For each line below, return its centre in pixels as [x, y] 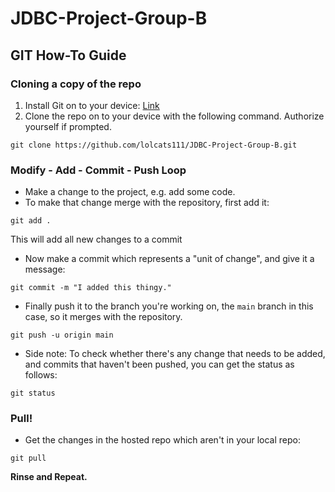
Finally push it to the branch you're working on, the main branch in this [169, 306]
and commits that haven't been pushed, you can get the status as [159, 364]
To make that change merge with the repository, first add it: [147, 203]
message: [45, 269]
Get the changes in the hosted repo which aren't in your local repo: [162, 440]
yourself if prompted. [68, 126]
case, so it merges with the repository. [103, 317]
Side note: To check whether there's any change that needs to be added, [175, 354]
